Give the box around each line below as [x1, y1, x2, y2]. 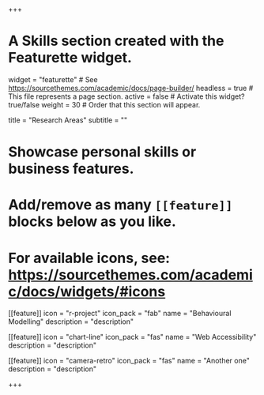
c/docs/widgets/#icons [8, 282, 166, 300]
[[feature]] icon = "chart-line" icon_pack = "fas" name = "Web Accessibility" [8, 333, 257, 342]
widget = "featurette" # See [8, 74, 98, 84]
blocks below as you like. [8, 213, 176, 231]
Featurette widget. [8, 49, 133, 67]
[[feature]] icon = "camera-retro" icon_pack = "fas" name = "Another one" [8, 356, 251, 366]
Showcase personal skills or [8, 143, 197, 161]
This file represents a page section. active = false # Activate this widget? [8, 92, 245, 101]
